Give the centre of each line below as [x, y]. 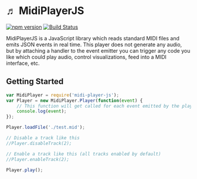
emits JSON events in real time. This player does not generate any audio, [94, 44]
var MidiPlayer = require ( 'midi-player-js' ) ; [62, 95]
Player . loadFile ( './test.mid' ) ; [45, 128]
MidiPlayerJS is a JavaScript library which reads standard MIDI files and [93, 38]
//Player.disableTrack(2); [39, 143]
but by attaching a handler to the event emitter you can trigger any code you [98, 50]
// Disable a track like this [43, 138]
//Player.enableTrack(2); [38, 159]
